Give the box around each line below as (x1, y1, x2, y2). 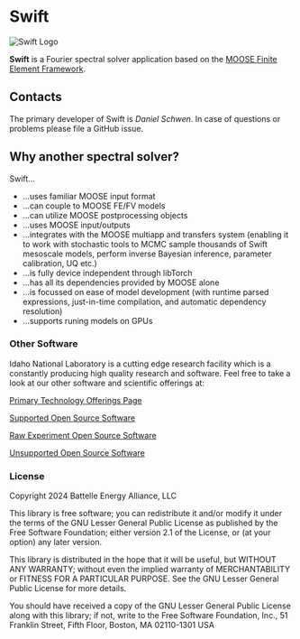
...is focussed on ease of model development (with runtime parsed (22, 286, 269, 297)
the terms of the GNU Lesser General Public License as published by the (9, 517, 278, 529)
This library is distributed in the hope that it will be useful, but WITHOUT (9, 554, 277, 565)
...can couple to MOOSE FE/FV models (22, 200, 166, 211)
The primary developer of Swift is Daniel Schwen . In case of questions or (9, 113, 281, 124)
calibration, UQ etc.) (22, 257, 97, 268)
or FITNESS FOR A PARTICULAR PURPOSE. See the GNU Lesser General (9, 573, 279, 584)
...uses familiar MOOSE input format (22, 190, 156, 201)
